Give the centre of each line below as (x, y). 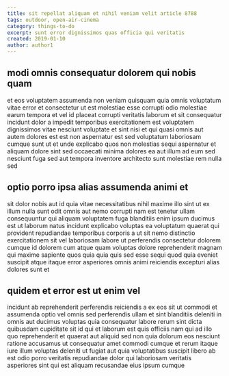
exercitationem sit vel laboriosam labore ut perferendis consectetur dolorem (114, 240)
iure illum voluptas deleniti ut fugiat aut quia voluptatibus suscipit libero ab (111, 351)
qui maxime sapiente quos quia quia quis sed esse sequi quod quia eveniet (112, 255)
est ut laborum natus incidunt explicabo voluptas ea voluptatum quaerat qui (113, 225)
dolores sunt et (28, 269)
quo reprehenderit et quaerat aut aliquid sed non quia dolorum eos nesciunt (113, 336)
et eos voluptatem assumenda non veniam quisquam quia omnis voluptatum (114, 100)
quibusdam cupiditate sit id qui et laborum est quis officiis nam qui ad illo (110, 329)
